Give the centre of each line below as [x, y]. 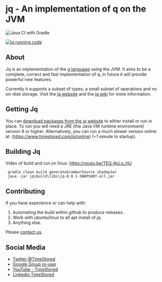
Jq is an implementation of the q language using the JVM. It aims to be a [78, 69]
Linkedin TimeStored [33, 274]
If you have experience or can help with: [46, 203]
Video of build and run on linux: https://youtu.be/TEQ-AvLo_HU [69, 163]
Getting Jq [22, 109]
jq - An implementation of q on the [76, 9]
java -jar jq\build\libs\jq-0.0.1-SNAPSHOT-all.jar [61, 176]
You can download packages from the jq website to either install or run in [79, 121]
